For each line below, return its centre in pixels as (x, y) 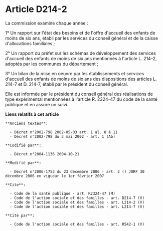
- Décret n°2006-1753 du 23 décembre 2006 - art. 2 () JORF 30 (77, 171)
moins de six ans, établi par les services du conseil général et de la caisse (81, 38)
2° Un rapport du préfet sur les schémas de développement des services (81, 53)
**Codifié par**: (23, 145)
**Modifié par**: (23, 163)
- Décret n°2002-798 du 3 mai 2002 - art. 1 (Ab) (62, 136)
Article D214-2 (36, 9)
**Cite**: (16, 185)
